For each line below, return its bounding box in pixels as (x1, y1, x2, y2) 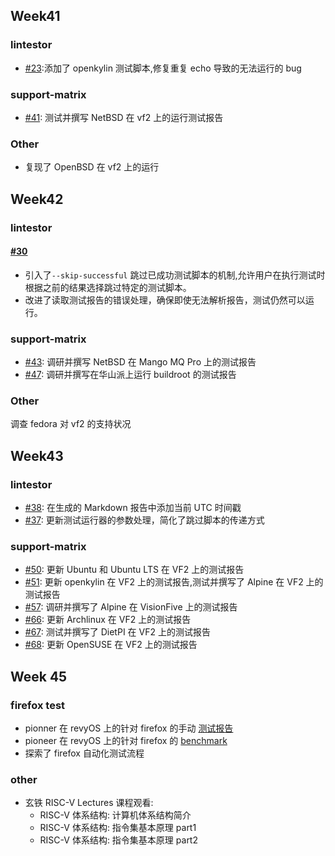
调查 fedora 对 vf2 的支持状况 (10, 418, 132, 430)
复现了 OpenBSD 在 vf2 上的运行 (24, 161, 160, 173)
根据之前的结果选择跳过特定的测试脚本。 (24, 281, 192, 293)
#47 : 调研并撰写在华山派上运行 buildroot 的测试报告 (24, 369, 237, 381)
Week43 (10, 447, 64, 464)
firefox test (10, 698, 66, 712)
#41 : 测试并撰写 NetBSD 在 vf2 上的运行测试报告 (24, 111, 224, 123)
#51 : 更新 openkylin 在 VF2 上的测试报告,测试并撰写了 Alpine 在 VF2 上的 (24, 576, 324, 588)
